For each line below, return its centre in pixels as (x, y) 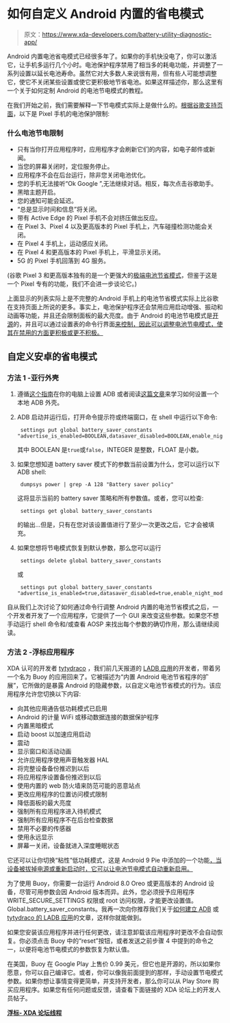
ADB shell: (31, 472)
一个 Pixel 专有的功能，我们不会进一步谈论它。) (72, 284)
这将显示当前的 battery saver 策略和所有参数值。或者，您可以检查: (110, 498)
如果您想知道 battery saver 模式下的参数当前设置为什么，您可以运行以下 (118, 464)
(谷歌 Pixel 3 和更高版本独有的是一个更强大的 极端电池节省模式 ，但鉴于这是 (112, 276)
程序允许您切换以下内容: (47, 694)
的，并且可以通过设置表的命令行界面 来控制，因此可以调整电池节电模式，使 (118, 324)
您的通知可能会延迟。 (47, 201)
